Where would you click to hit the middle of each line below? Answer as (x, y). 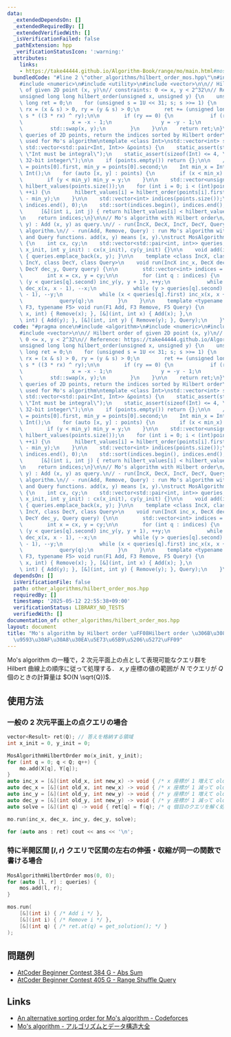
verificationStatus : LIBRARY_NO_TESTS (69, 608)
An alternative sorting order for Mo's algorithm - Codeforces (102, 1018)
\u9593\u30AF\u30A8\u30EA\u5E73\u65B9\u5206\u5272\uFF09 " (98, 640)
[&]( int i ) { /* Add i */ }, (61, 914)
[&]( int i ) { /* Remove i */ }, (66, 919)
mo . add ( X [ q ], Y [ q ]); (49, 768)
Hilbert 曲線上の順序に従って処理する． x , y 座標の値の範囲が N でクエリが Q (115, 669)
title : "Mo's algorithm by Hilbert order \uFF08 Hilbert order (98, 633)
